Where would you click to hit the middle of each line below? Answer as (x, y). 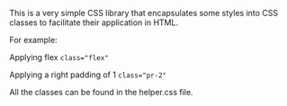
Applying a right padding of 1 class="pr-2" (88, 75)
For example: (34, 40)
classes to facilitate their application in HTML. (94, 22)
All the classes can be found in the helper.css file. (101, 92)
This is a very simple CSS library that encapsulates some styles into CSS (144, 13)
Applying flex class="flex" (59, 57)
